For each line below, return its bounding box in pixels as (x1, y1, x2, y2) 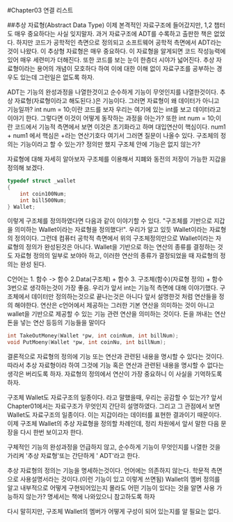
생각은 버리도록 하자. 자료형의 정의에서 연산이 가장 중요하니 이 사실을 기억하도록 (7, 370, 223, 378)
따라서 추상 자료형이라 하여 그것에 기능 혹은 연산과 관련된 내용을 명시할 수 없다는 (7, 361, 225, 370)
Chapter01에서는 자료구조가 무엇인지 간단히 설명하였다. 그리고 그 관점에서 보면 (7, 402, 220, 411)
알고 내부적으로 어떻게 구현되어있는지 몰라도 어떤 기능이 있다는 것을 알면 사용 (7, 484, 216, 492)
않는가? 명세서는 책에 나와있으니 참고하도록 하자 (25, 493, 155, 501)
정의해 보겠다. (7, 164, 45, 172)
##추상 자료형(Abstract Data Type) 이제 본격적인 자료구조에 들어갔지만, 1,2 (7, 21, 213, 29)
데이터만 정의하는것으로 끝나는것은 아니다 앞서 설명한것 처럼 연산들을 (31, 292, 218, 301)
